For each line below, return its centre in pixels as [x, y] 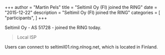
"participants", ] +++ [26, 18]
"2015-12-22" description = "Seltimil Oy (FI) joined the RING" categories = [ [82, 12]
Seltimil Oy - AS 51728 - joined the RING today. [53, 27]
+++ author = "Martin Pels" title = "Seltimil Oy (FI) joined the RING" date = [81, 7]
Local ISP [27, 37]
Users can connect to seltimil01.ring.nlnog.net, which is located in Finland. [81, 47]
